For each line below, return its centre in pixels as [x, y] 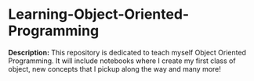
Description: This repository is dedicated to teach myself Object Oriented [127, 52]
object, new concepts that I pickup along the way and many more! [115, 69]
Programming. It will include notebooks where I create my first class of [122, 61]
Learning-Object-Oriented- [99, 14]
